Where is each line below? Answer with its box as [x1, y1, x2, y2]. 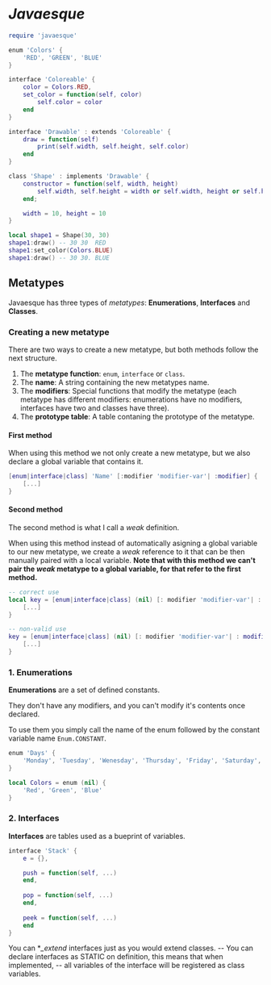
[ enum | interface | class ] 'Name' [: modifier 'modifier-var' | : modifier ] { [8, 473, 258, 481]
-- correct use [8, 588, 60, 596]
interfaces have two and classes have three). [19, 403, 169, 412]
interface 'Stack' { [8, 846, 78, 855]
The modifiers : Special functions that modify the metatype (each [19, 386, 237, 395]
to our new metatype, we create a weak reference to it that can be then [8, 546, 245, 557]
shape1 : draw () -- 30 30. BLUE [8, 253, 110, 262]
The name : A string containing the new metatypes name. [19, 377, 210, 387]
